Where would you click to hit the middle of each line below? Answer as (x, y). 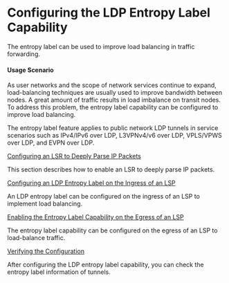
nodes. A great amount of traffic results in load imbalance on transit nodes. (114, 100)
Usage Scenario (30, 70)
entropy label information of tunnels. (59, 272)
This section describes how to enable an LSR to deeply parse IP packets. (111, 170)
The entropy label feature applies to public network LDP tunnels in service (113, 128)
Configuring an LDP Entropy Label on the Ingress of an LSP (92, 183)
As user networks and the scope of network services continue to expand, (112, 85)
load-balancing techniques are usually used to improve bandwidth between (115, 93)
